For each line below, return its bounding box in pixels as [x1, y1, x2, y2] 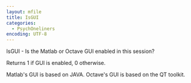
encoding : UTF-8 [6, 31, 47, 37]
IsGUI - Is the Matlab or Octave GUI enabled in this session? [6, 48, 155, 55]
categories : [6, 20, 36, 26]
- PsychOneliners [11, 25, 55, 32]
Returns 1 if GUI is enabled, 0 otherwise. [6, 60, 106, 67]
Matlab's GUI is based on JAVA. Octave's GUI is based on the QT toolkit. [6, 71, 186, 78]
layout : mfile [6, 8, 42, 15]
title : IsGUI [6, 14, 39, 20]
